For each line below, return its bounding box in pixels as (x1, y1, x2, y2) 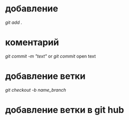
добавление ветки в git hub (5, 105, 125, 116)
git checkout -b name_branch (5, 87, 66, 93)
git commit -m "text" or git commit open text (5, 53, 96, 59)
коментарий (5, 37, 59, 48)
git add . (5, 19, 22, 25)
